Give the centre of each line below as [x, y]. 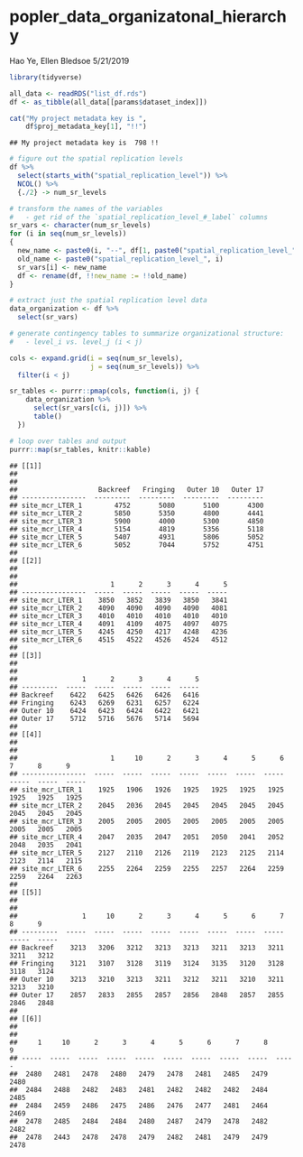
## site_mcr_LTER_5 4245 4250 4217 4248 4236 [119, 632]
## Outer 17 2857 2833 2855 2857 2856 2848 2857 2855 [147, 995]
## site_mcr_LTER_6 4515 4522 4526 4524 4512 [119, 639]
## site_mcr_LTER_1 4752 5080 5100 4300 [137, 505]
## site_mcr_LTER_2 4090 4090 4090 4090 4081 [119, 608]
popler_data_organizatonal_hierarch [148, 17]
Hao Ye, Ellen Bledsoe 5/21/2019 [69, 60]
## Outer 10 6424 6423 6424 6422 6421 [105, 710]
